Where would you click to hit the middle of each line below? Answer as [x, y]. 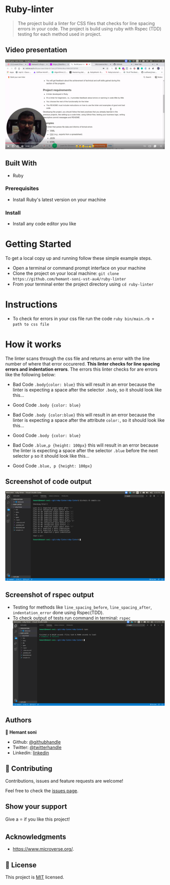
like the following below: [30, 374]
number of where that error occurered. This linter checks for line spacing [83, 364]
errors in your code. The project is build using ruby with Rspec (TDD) [90, 28]
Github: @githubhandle [37, 742]
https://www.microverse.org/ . [43, 849]
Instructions [31, 305]
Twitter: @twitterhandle [37, 747]
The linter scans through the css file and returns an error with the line [78, 358]
